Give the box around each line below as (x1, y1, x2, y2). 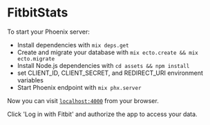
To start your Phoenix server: (7, 27, 90, 36)
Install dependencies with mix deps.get (17, 41, 129, 49)
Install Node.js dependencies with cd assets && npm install (17, 61, 190, 69)
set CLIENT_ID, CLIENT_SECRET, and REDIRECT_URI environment (17, 69, 204, 77)
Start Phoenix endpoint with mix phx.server (17, 83, 142, 91)
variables (17, 76, 44, 84)
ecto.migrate (17, 55, 55, 62)
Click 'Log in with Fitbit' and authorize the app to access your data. (7, 110, 198, 118)
